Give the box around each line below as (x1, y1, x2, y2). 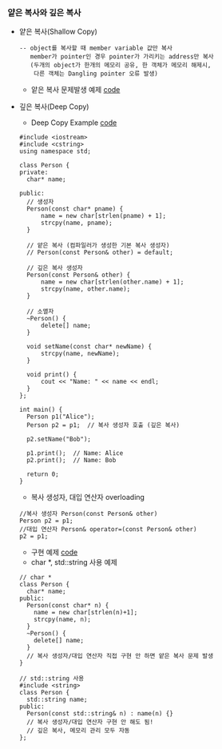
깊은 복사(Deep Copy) (18, 102, 89, 111)
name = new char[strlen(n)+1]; (34, 609, 138, 617)
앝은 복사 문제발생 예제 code (30, 85, 121, 95)
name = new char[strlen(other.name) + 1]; (40, 278, 184, 286)
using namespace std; (18, 147, 91, 155)
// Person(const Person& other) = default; (26, 248, 173, 257)
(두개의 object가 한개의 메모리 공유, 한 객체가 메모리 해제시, (30, 62, 212, 70)
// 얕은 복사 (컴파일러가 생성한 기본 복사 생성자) (26, 242, 170, 250)
